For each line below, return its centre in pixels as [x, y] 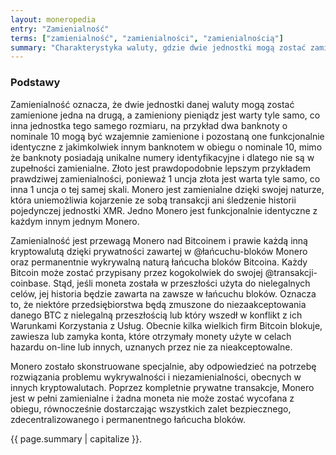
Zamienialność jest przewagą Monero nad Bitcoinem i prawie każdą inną [159, 240]
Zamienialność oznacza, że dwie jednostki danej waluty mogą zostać [152, 104]
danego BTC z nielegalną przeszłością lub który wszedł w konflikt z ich [156, 315]
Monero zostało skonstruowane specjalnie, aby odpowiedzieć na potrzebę [163, 366]
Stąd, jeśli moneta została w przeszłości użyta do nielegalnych [182, 283]
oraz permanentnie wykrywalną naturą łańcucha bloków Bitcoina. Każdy [159, 262]
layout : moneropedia [53, 19]
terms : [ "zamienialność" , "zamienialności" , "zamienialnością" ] [147, 38]
